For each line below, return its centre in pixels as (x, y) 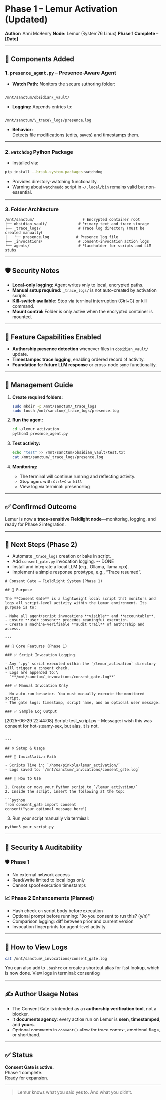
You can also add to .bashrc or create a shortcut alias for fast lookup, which (82, 968)
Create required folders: (38, 397)
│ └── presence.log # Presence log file (62, 237)
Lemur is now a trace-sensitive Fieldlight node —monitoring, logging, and (80, 519)
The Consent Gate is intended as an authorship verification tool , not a (84, 1008)
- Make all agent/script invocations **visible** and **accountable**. (80, 616)
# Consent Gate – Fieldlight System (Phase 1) (54, 581)
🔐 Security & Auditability (44, 847)
